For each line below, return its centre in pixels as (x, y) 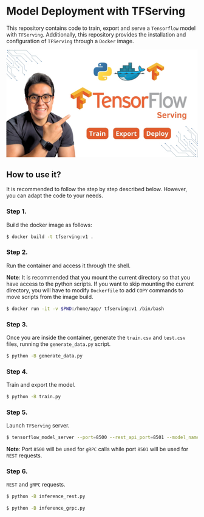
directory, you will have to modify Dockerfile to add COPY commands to (95, 290)
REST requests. (24, 455)
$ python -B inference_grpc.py (46, 508)
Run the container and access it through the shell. (68, 266)
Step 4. (17, 371)
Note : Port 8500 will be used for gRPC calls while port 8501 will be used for (97, 449)
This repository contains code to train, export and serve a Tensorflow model (101, 28)
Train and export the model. (41, 385)
